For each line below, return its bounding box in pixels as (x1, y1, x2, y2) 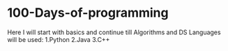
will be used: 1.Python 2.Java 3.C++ (7, 35, 110, 43)
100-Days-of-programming (7, 5, 169, 21)
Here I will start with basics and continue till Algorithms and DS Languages (7, 28, 221, 36)
